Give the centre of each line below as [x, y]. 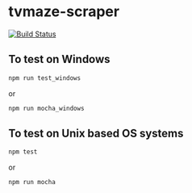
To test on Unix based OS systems [96, 133]
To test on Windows [59, 59]
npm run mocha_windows [46, 108]
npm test [23, 152]
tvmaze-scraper [64, 12]
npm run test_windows [45, 78]
